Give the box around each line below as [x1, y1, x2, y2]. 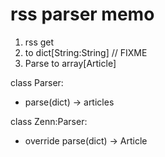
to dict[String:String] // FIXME [24, 46, 148, 58]
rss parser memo [10, 3, 155, 26]
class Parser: [10, 76, 64, 88]
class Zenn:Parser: [10, 115, 88, 127]
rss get [24, 36, 55, 48]
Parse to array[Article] [24, 57, 117, 69]
